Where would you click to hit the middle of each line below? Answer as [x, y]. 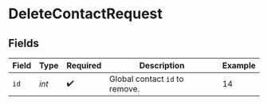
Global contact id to [146, 79]
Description [162, 66]
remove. [124, 89]
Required [84, 66]
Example [239, 66]
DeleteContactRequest [86, 14]
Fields [24, 43]
